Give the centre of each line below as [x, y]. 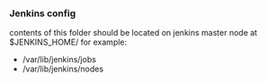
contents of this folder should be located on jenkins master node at [133, 33]
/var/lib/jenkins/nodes [63, 69]
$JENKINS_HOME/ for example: [68, 42]
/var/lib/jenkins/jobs [59, 60]
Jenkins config [43, 13]
